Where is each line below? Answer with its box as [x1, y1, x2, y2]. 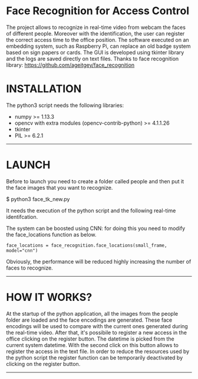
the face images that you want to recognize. [6, 184, 113, 191]
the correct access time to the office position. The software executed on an [6, 36, 190, 43]
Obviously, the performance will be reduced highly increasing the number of [6, 258, 192, 265]
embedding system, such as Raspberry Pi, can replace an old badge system [6, 43, 191, 50]
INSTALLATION [6, 82, 81, 96]
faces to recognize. [6, 264, 53, 271]
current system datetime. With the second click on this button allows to [6, 341, 179, 348]
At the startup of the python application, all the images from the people [6, 310, 179, 317]
